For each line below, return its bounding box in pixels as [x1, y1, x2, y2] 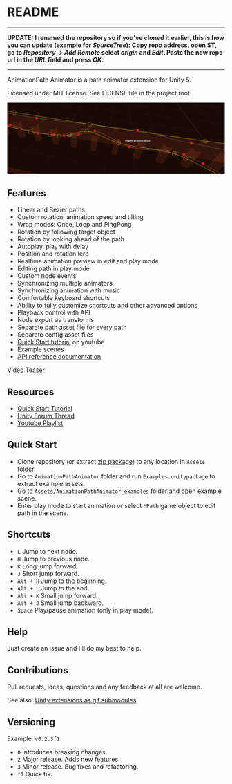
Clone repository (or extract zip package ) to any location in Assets [17, 457, 206, 465]
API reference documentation [17, 353, 101, 361]
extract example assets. [17, 479, 86, 487]
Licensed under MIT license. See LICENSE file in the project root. [7, 88, 192, 97]
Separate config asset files [17, 330, 94, 339]
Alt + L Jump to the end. [17, 584, 90, 592]
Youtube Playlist [17, 419, 64, 427]
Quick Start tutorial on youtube [17, 338, 105, 346]
